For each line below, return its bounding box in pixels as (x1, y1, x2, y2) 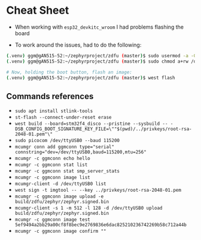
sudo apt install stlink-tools (14, 108, 93, 114)
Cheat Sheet (6, 4, 69, 17)
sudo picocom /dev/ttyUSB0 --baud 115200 (14, 138, 120, 144)
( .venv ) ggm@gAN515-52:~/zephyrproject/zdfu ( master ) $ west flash (6, 75, 175, 81)
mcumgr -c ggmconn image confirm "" (14, 228, 106, 235)
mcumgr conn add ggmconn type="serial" (14, 144, 115, 150)
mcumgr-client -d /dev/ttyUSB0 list (14, 181, 106, 187)
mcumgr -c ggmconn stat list (14, 162, 88, 168)
